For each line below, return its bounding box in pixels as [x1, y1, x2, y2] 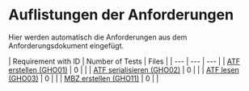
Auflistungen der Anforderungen [8, 6, 234, 24]
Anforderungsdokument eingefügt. [8, 40, 124, 50]
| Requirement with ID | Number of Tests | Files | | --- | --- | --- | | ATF [8, 56, 241, 66]
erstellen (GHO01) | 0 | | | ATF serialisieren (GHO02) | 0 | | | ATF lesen [8, 64, 240, 74]
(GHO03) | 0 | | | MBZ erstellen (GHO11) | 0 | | [8, 73, 159, 83]
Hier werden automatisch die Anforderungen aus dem [8, 32, 188, 42]
